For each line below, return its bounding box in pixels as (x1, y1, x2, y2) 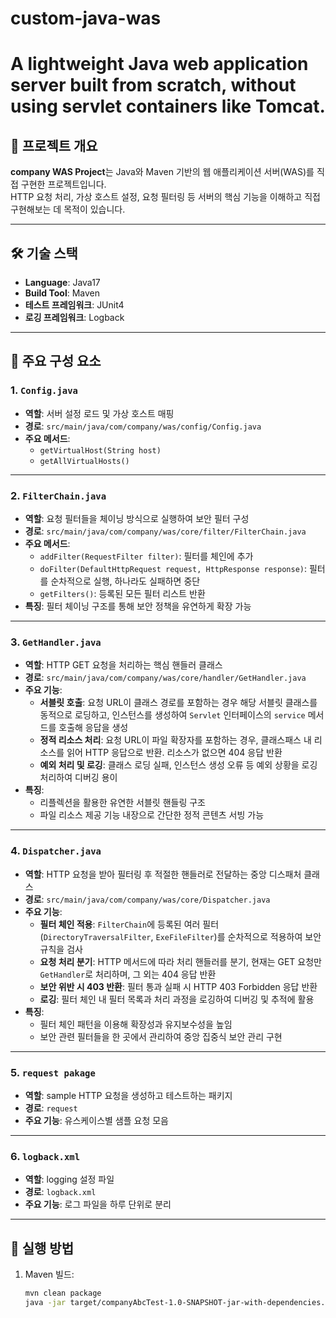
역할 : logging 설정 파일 (24, 1173, 115, 1186)
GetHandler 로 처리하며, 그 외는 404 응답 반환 (39, 968, 217, 980)
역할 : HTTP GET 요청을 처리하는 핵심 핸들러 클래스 (24, 659, 223, 671)
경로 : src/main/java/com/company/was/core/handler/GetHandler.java (24, 672, 307, 684)
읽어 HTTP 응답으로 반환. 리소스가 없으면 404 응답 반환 (66, 747, 283, 759)
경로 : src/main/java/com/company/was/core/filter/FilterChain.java (24, 525, 307, 537)
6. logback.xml (10, 1149, 81, 1163)
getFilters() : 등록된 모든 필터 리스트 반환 (39, 587, 206, 599)
